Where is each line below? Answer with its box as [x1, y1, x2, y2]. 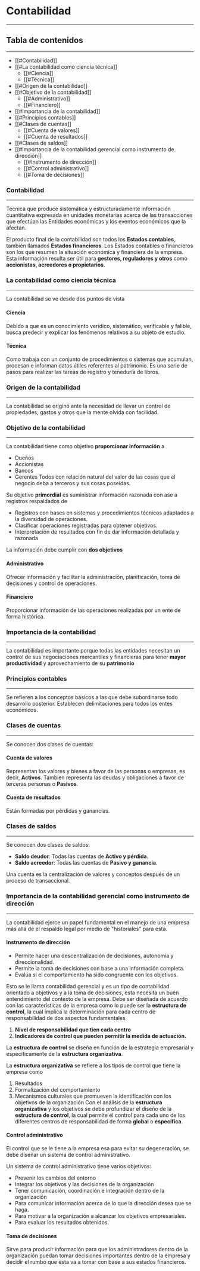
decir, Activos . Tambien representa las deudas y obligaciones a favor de [6, 774, 185, 781]
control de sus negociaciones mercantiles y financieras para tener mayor [6, 653, 186, 661]
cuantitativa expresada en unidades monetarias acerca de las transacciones [6, 212, 193, 219]
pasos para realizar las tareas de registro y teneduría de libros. [6, 368, 160, 375]
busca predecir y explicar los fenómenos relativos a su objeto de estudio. [6, 329, 186, 336]
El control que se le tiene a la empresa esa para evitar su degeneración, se [6, 1145, 189, 1152]
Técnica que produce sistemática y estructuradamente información [6, 205, 171, 213]
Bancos [14, 467, 34, 474]
